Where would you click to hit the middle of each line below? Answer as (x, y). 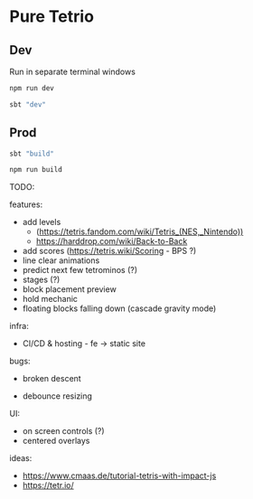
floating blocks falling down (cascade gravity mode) (119, 308)
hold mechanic (50, 299)
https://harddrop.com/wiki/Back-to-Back (112, 241)
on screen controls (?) (64, 431)
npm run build (36, 170)
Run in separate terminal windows (72, 71)
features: (26, 204)
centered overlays (56, 441)
